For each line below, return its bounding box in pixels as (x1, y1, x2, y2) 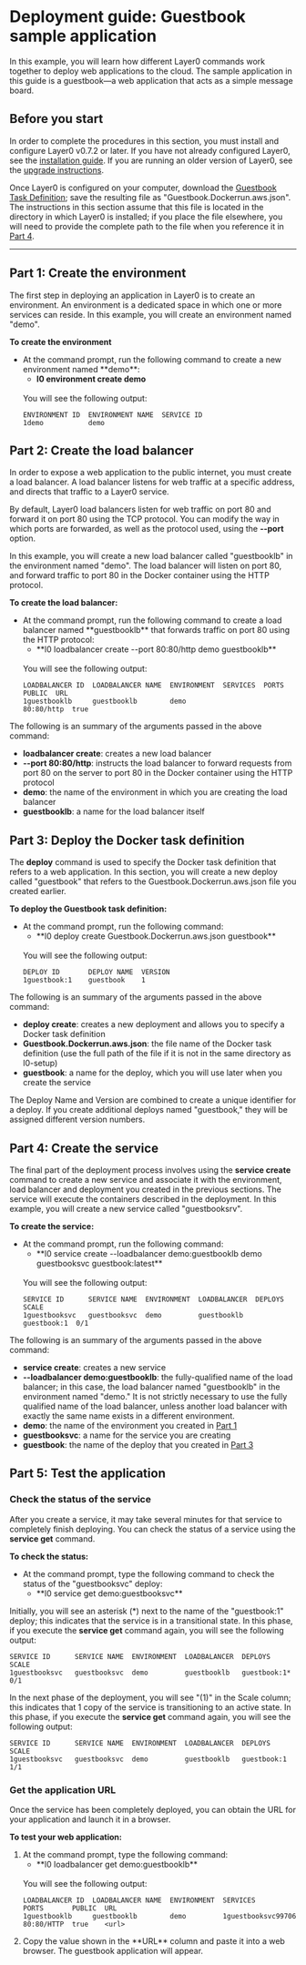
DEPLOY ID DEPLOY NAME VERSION (22, 968, 170, 977)
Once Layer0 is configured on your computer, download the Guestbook (9, 182, 278, 193)
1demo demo (22, 418, 105, 427)
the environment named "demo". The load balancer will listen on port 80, (9, 560, 282, 571)
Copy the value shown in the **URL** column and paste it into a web (22, 1935, 285, 1946)
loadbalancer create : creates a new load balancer (22, 748, 212, 759)
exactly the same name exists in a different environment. (22, 1410, 235, 1421)
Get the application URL (9, 1783, 117, 1796)
